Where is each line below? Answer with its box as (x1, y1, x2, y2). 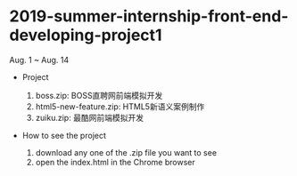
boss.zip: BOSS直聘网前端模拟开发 (35, 90, 163, 100)
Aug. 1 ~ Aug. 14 (9, 54, 70, 65)
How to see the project (21, 130, 107, 140)
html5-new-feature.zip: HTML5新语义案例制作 (35, 100, 205, 112)
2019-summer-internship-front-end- (9, 6, 289, 27)
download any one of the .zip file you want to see (35, 147, 217, 157)
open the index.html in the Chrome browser (35, 156, 195, 167)
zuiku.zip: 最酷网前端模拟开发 (35, 112, 144, 123)
